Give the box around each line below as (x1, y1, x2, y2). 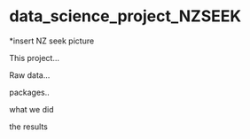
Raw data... (9, 69, 51, 81)
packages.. (9, 87, 51, 97)
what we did (9, 104, 54, 114)
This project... (9, 52, 60, 63)
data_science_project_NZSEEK (9, 6, 242, 27)
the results (9, 121, 49, 132)
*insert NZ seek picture (9, 35, 95, 46)
